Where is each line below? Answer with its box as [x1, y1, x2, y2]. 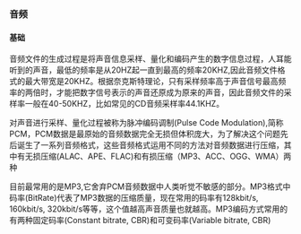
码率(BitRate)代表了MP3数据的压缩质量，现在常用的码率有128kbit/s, [9, 193, 259, 204]
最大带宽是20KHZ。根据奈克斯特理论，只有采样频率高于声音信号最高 [24, 76, 279, 87]
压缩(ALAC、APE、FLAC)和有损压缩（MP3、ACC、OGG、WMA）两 [39, 151, 292, 162]
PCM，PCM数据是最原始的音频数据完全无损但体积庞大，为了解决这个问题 [9, 128, 280, 140]
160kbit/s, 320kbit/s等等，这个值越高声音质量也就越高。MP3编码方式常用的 [9, 204, 288, 214]
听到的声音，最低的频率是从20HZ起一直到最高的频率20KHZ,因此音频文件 [9, 65, 278, 75]
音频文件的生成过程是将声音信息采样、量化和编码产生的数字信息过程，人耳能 [9, 54, 292, 65]
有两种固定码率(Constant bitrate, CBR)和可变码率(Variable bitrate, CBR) [9, 215, 271, 226]
